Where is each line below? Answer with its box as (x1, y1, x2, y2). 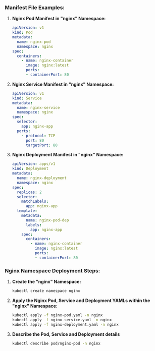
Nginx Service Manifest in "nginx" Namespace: (12, 81, 114, 87)
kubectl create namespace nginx (12, 288, 80, 294)
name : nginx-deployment (17, 175, 67, 181)
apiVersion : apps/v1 (12, 161, 56, 166)
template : (17, 208, 37, 213)
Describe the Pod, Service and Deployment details (12, 331, 120, 337)
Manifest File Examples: (5, 4, 65, 11)
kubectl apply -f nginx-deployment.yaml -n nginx (12, 322, 119, 327)
